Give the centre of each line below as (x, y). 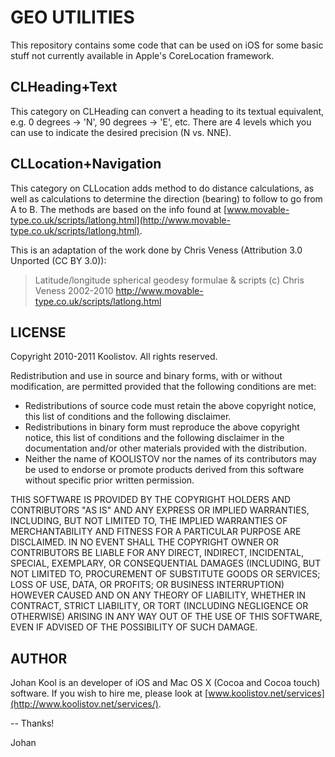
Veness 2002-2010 (74, 290)
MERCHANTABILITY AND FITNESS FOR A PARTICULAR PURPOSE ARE (156, 532)
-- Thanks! (32, 723)
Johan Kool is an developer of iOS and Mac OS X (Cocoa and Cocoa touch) (165, 683)
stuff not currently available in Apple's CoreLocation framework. (142, 55)
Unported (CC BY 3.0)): (58, 260)
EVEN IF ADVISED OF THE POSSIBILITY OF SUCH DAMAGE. (134, 627)
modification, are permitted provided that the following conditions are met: (163, 387)
